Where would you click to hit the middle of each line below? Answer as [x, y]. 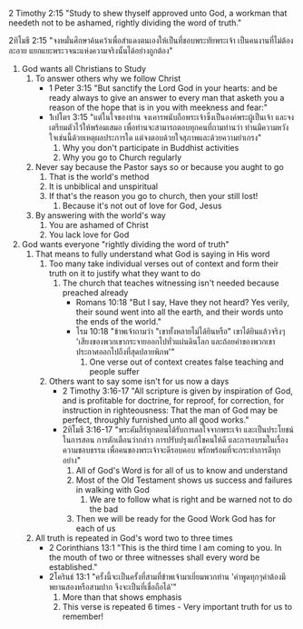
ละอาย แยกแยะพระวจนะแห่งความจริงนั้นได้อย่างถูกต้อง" [91, 50]
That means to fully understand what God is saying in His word [152, 254]
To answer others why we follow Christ [108, 78]
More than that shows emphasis [122, 597]
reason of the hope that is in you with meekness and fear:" [158, 107]
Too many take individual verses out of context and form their [164, 264]
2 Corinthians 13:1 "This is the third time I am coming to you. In [165, 548]
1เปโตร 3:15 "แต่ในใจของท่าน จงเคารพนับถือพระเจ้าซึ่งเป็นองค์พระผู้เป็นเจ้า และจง [171, 117]
